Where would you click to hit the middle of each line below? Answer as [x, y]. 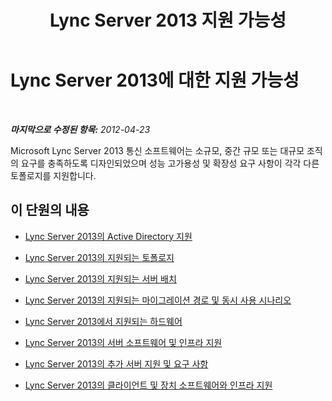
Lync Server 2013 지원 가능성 [168, 20]
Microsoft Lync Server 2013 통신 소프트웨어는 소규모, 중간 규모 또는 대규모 [157, 150]
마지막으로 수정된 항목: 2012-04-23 [80, 129]
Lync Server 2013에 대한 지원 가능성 [155, 80]
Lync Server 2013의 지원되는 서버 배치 [100, 278]
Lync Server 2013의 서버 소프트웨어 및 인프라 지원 [123, 342]
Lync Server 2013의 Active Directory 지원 [108, 236]
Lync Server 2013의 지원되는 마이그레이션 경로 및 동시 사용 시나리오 [158, 300]
